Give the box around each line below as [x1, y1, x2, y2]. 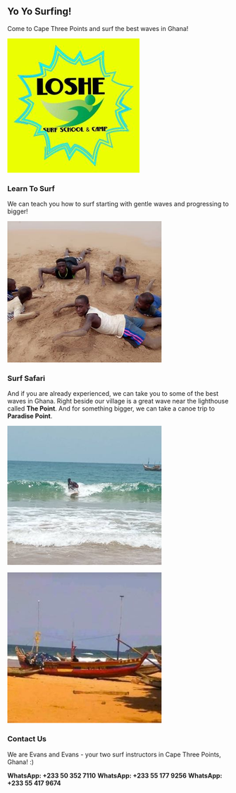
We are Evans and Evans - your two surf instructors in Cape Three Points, [7, 750, 222, 758]
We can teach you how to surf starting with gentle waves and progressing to [7, 200, 229, 208]
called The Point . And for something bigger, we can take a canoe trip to [7, 404, 215, 413]
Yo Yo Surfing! [7, 6, 72, 18]
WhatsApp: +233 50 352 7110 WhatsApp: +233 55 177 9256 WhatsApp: [7, 771, 223, 780]
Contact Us [7, 734, 47, 744]
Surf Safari [7, 373, 46, 383]
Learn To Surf [7, 183, 55, 193]
